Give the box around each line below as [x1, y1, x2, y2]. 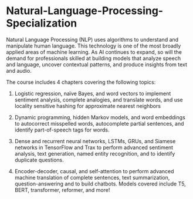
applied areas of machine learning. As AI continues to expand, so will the [6, 48, 182, 55]
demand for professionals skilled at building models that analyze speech [6, 55, 181, 62]
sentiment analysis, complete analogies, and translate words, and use [14, 96, 183, 103]
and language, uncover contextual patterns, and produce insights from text [6, 60, 188, 68]
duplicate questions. [14, 156, 65, 163]
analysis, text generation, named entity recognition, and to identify [14, 150, 175, 157]
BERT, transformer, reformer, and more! [14, 186, 110, 193]
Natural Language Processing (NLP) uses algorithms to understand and [6, 36, 179, 43]
